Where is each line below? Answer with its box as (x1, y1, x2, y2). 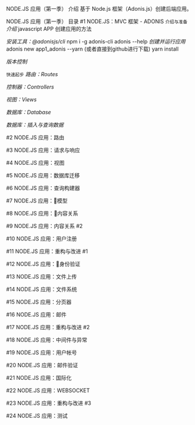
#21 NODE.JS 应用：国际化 (6, 374, 72, 381)
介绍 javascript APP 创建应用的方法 (6, 26, 92, 32)
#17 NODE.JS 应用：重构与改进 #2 (6, 324, 90, 330)
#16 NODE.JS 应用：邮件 (6, 311, 67, 318)
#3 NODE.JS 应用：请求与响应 (6, 146, 80, 154)
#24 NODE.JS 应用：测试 (6, 412, 68, 419)
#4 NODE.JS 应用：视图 (6, 160, 65, 166)
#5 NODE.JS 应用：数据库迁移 (6, 172, 80, 179)
